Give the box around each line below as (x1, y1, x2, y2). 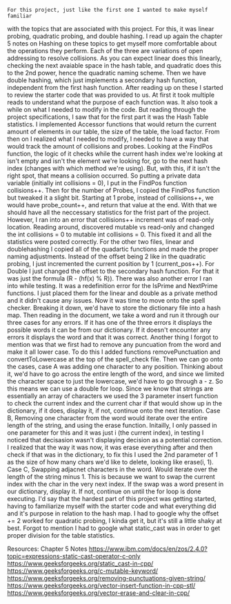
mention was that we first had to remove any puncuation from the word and (7, 341, 222, 348)
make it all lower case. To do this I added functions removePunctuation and (7, 348, 221, 356)
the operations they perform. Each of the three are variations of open (7, 47, 203, 55)
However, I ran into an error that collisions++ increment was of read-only (7, 216, 214, 224)
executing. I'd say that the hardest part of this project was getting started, (7, 495, 217, 502)
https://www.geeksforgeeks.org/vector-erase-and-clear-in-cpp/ (7, 589, 190, 597)
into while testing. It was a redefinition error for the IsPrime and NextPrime (7, 282, 219, 290)
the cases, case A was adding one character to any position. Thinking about (7, 363, 223, 370)
